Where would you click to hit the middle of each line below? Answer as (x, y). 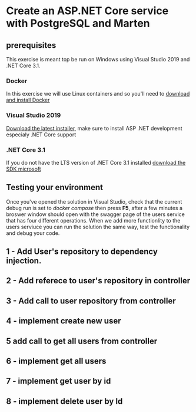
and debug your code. (33, 233)
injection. (24, 261)
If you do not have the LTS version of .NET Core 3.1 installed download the (96, 162)
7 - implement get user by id (59, 381)
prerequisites (31, 45)
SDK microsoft (24, 169)
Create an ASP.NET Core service (87, 11)
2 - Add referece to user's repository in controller (98, 281)
